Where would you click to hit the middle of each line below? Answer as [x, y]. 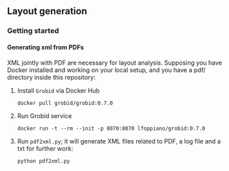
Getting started [33, 31]
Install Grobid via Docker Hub [58, 90]
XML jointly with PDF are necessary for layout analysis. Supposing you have [115, 62]
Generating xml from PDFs [46, 47]
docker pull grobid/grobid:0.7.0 [65, 103]
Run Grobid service [44, 115]
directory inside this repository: [52, 77]
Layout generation [47, 11]
